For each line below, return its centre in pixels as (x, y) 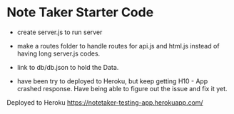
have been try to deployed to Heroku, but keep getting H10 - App (112, 81)
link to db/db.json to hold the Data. (68, 67)
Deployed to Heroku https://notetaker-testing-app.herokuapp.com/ (105, 102)
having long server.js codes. (58, 53)
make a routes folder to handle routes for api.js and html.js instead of (118, 46)
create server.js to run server (60, 32)
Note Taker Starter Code (80, 12)
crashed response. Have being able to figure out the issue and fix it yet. (122, 88)
